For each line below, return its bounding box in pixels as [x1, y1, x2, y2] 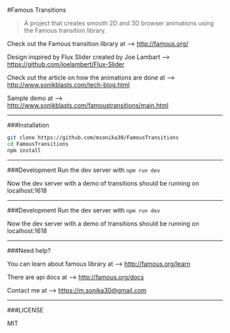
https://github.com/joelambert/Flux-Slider [7, 60, 125, 68]
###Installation [7, 121, 49, 129]
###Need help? [7, 246, 51, 254]
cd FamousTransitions [7, 140, 69, 147]
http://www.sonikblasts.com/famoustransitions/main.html [7, 101, 169, 109]
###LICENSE [7, 306, 44, 314]
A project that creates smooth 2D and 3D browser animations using [23, 19, 214, 27]
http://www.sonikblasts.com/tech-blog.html [7, 81, 130, 88]
